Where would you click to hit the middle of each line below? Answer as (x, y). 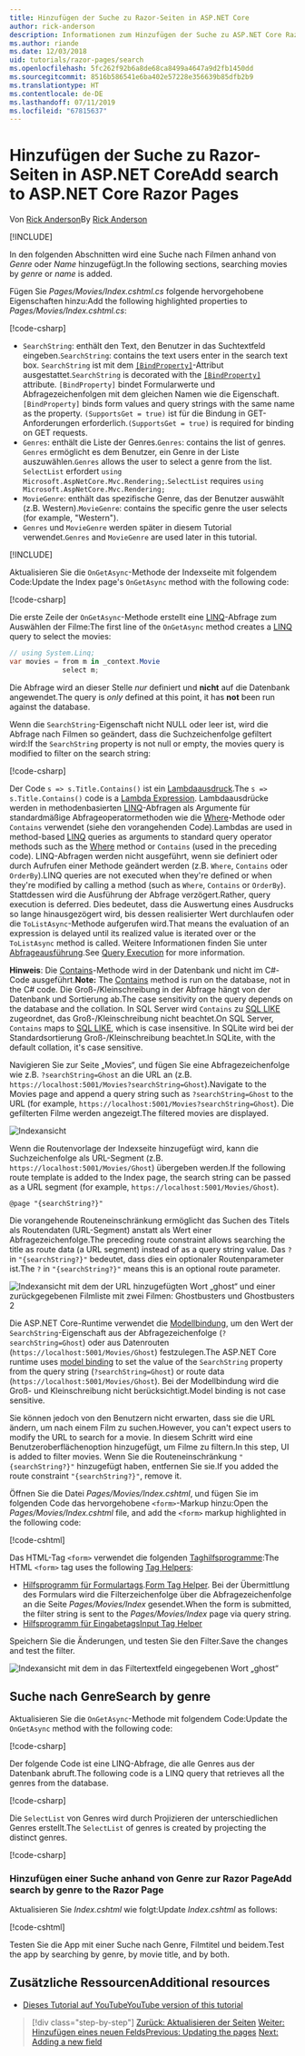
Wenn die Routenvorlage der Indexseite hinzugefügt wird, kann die (134, 1148)
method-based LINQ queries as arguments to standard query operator (141, 836)
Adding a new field (67, 2041)
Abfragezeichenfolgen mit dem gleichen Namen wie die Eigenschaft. (151, 394)
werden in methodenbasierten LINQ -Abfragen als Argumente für (130, 807)
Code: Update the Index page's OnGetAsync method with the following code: (149, 582)
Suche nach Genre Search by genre (110, 1697)
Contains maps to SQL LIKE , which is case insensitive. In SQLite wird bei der (152, 1028)
